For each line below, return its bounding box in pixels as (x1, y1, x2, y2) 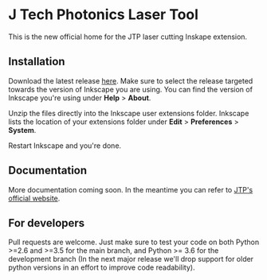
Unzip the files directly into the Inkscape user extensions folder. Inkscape (8, 108, 249, 118)
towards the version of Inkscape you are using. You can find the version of (8, 84, 253, 94)
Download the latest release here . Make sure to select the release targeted (8, 76, 253, 85)
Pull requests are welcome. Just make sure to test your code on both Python (8, 237, 260, 247)
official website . (8, 193, 61, 203)
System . (8, 125, 37, 134)
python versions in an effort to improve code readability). (8, 262, 195, 272)
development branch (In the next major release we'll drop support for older (8, 255, 253, 264)
